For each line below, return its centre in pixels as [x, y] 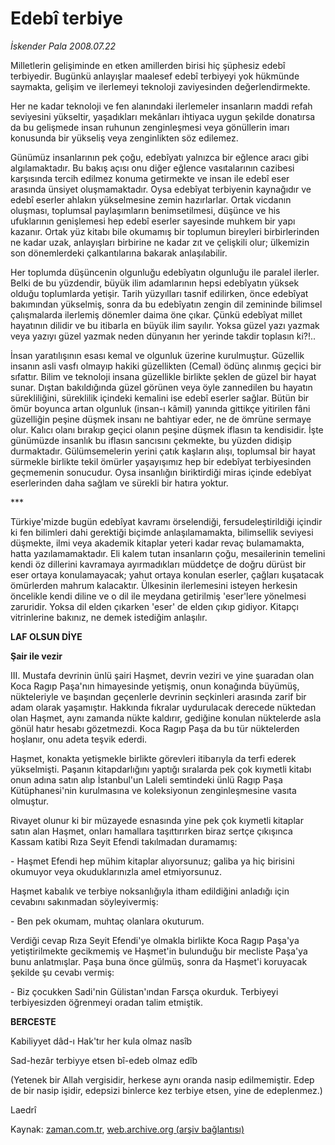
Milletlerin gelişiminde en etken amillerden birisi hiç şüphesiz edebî [148, 65]
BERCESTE [33, 1021]
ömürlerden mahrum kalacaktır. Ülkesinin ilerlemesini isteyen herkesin [154, 585]
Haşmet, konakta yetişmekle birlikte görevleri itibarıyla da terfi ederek [153, 758]
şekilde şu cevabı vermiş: [62, 972]
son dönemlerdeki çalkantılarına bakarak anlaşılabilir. [119, 253]
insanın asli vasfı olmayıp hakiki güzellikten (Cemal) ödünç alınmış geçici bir [166, 366]
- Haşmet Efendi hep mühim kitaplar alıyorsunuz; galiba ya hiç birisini [152, 861]
